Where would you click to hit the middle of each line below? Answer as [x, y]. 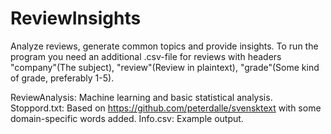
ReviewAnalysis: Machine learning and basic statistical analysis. [141, 97]
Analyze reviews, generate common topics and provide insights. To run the [164, 46]
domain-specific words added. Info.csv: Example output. [127, 118]
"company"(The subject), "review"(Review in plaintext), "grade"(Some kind [165, 67]
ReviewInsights [76, 18]
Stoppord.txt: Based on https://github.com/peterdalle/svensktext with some [166, 108]
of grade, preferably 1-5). [62, 78]
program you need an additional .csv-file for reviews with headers [146, 56]
